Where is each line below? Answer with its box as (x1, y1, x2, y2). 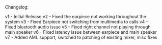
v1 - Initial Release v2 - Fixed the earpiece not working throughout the (5, 14, 146, 19)
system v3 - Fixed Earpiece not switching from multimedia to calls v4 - (5, 19, 148, 24)
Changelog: (5, 4, 28, 10)
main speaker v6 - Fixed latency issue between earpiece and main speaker (5, 29, 157, 35)
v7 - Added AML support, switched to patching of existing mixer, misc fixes (5, 34, 158, 40)
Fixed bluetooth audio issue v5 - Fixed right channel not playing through (5, 24, 151, 30)
